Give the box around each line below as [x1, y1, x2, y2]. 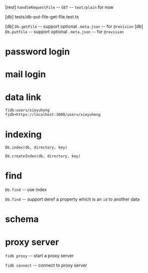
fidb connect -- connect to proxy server [5, 263, 88, 269]
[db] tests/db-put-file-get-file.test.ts [5, 14, 79, 19]
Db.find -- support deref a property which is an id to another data [5, 196, 140, 203]
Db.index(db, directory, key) [5, 145, 68, 150]
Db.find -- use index [5, 187, 47, 193]
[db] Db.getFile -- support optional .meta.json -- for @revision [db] [5, 23, 144, 29]
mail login [5, 69, 46, 80]
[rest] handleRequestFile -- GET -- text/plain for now [5, 4, 114, 10]
